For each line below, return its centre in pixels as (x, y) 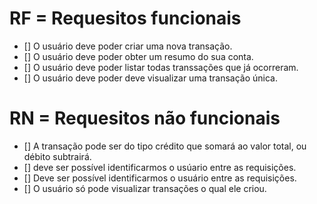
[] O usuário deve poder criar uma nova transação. (128, 46)
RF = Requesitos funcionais (125, 18)
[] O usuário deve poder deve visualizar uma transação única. (150, 78)
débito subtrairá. (57, 156)
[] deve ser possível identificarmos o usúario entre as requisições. (160, 167)
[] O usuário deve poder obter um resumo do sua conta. (138, 56)
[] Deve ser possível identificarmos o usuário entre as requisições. (160, 178)
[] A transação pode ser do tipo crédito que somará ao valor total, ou (165, 146)
